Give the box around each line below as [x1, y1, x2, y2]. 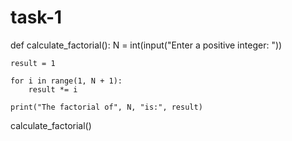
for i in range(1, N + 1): [10, 76, 123, 86]
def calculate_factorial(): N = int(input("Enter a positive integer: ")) [10, 39, 283, 51]
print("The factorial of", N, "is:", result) [10, 102, 203, 112]
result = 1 [10, 58, 56, 68]
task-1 [10, 6, 63, 29]
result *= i [28, 84, 78, 95]
